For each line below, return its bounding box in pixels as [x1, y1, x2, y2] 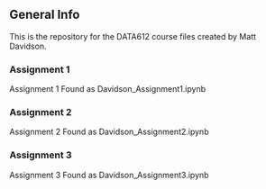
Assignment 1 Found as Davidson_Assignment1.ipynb [9, 84, 206, 94]
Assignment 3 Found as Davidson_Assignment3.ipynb [9, 169, 209, 180]
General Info [9, 7, 80, 22]
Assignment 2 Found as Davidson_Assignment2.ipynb [9, 126, 209, 138]
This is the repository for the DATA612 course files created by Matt [9, 31, 257, 41]
